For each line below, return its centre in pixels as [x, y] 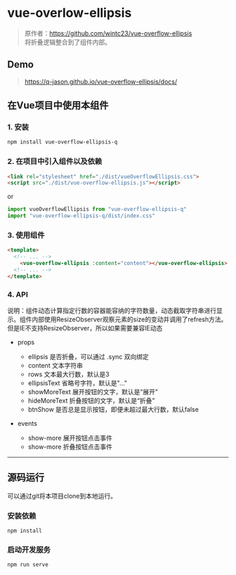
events [27, 424]
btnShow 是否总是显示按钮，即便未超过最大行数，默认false [113, 410]
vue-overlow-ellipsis [70, 13]
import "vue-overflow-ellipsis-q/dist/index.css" [81, 216]
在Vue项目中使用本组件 [58, 106]
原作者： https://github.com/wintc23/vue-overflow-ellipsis [108, 33]
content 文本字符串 [55, 366]
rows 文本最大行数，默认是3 [69, 375]
